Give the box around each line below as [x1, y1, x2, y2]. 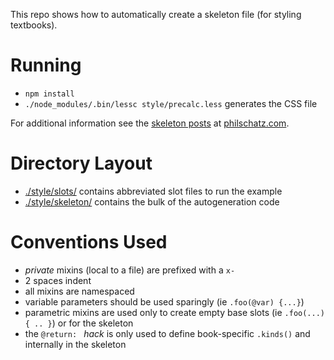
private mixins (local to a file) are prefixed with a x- [24, 264, 236, 276]
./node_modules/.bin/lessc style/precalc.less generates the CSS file [24, 97, 318, 109]
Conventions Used [10, 231, 168, 254]
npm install [24, 89, 75, 99]
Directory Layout [10, 152, 153, 175]
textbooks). [10, 19, 58, 31]
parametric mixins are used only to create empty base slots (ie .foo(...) [24, 306, 326, 318]
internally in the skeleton [24, 338, 127, 350]
